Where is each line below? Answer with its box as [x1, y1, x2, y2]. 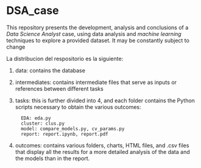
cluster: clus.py [21, 120, 65, 127]
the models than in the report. [15, 155, 90, 162]
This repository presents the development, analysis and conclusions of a [6, 24, 189, 31]
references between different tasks [15, 85, 104, 92]
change [6, 43, 26, 51]
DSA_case [6, 4, 59, 18]
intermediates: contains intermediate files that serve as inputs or [15, 79, 177, 86]
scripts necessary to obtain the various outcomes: [15, 103, 141, 110]
